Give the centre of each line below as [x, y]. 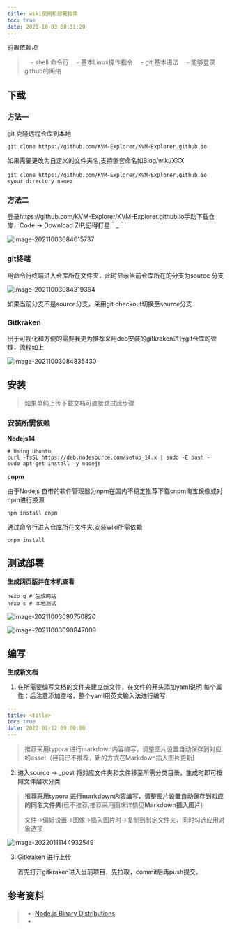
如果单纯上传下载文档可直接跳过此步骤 [79, 403]
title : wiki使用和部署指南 [42, 14]
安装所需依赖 [29, 422]
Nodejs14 [21, 439]
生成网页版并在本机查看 [41, 581]
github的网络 [42, 71]
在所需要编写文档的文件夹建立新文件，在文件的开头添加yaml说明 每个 [117, 687]
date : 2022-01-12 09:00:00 [46, 728]
